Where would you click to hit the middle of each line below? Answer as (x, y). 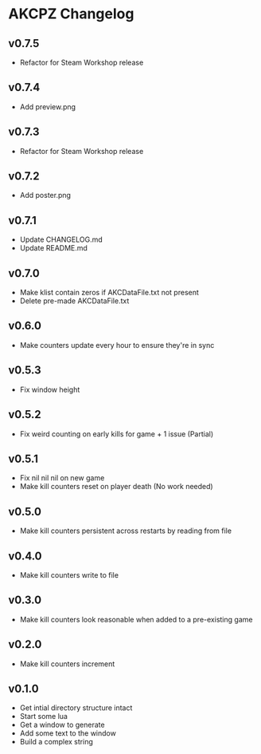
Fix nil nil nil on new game (62, 478)
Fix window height (50, 389)
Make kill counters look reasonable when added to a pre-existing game (136, 619)
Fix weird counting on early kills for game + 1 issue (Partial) (117, 434)
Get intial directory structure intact (76, 708)
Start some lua (43, 716)
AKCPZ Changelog (71, 14)
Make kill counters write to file (69, 574)
